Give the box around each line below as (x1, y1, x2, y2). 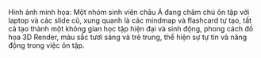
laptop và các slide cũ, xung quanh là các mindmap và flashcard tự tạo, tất (8, 16, 252, 25)
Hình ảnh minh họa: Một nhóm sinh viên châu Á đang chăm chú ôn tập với (8, 8, 250, 16)
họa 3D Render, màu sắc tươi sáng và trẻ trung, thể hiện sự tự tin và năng (8, 32, 248, 42)
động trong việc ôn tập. (8, 41, 85, 50)
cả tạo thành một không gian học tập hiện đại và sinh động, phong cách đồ (8, 24, 254, 33)
